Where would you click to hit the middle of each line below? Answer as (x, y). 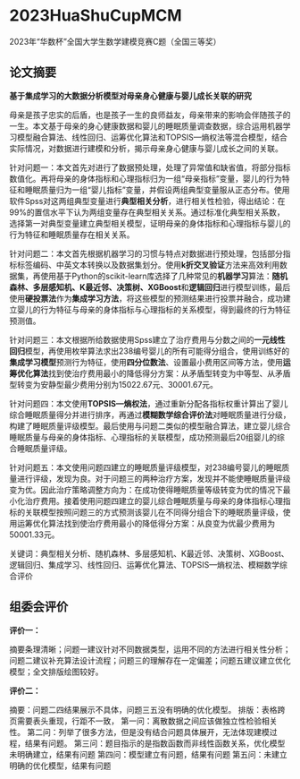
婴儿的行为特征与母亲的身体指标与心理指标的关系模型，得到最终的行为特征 (154, 309)
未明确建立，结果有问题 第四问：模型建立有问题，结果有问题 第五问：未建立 (148, 754)
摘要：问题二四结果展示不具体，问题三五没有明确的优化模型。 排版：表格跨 (147, 709)
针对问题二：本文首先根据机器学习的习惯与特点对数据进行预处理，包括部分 (146, 253)
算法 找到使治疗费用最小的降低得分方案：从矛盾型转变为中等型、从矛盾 (162, 373)
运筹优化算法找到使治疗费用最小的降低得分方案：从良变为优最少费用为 (146, 523)
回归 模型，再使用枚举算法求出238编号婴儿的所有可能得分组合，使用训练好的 (150, 351)
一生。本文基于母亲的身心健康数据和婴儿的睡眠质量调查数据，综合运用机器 (146, 125)
